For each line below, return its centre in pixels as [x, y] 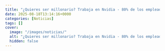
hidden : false [24, 41]
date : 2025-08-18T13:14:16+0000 [38, 14]
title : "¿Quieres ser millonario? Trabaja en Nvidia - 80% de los [74, 9]
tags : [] [14, 23]
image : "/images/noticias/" [38, 32]
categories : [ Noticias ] [29, 18]
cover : [12, 28]
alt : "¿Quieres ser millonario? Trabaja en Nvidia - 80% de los [77, 37]
